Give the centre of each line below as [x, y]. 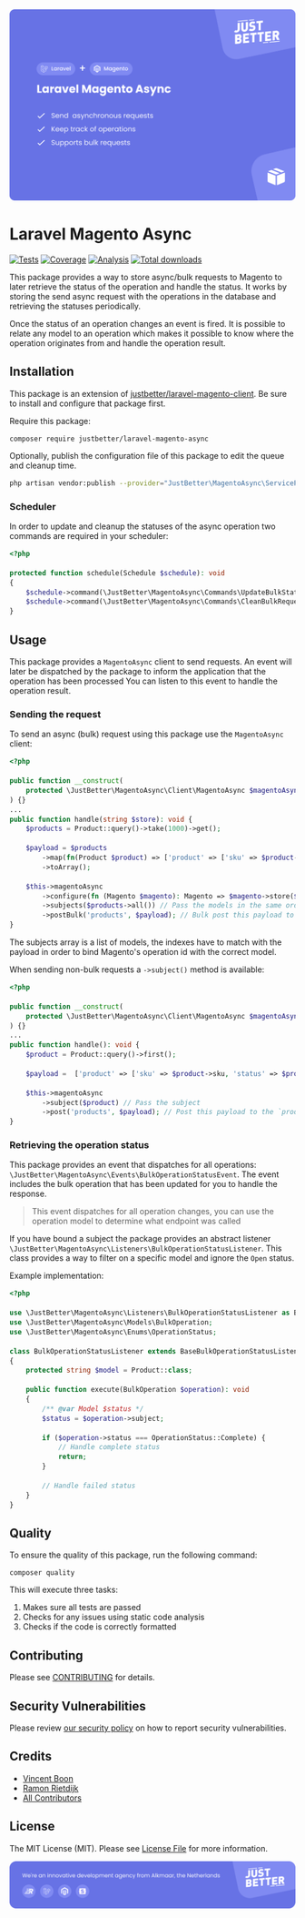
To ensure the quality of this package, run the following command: [133, 1555]
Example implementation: [57, 1276]
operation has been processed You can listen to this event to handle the [144, 681]
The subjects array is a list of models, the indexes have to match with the [146, 942]
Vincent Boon [48, 1778]
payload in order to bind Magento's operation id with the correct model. [143, 952]
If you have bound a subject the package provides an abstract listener [140, 1239]
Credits [31, 1756]
